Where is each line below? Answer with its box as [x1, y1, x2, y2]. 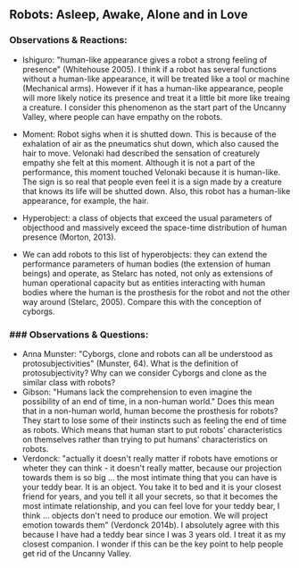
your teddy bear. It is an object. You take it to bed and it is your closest [21, 481, 282, 492]
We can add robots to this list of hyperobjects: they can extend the [21, 249, 268, 259]
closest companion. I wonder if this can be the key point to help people [21, 538, 284, 549]
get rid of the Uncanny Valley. [21, 547, 132, 558]
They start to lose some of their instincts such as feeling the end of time [21, 415, 287, 426]
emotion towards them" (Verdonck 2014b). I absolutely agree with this [21, 519, 279, 530]
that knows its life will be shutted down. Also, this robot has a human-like [21, 185, 291, 196]
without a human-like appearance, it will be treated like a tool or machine [21, 73, 290, 84]
